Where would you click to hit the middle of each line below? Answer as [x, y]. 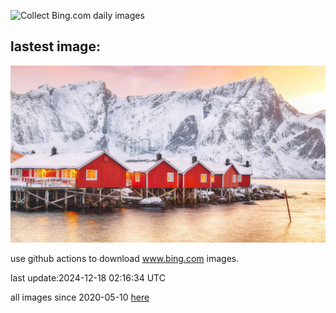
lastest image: [55, 46]
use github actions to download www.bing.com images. [125, 259]
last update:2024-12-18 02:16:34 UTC [88, 278]
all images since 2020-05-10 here [80, 297]
